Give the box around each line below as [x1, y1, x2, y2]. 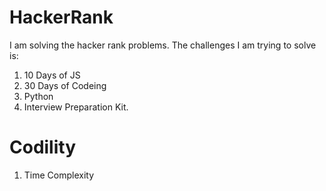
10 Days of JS [23, 69, 81, 81]
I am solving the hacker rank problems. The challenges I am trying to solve [9, 39, 317, 51]
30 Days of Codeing [23, 79, 107, 91]
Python [23, 90, 54, 102]
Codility [9, 136, 77, 159]
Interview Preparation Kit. [23, 101, 129, 113]
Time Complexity [23, 169, 95, 181]
